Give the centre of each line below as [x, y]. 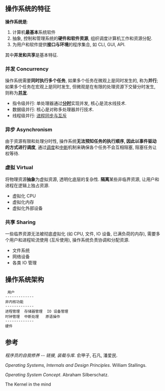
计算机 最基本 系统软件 [34, 32]
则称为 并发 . [17, 93]
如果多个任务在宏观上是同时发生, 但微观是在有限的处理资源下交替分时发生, [81, 87]
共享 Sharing [20, 222]
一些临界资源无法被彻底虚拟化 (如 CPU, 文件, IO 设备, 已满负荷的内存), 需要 [81, 234]
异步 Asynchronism [29, 130]
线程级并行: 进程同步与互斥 [39, 116]
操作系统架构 [25, 280]
